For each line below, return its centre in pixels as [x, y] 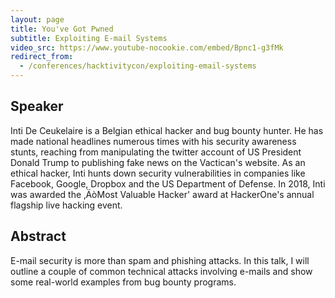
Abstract [38, 236]
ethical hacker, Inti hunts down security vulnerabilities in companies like [158, 173]
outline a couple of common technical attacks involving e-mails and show [161, 271]
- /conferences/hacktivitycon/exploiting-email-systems [138, 66]
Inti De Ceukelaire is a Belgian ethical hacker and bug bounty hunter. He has [167, 130]
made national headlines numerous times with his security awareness [153, 141]
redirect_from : [42, 57]
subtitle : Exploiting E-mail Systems [89, 38]
